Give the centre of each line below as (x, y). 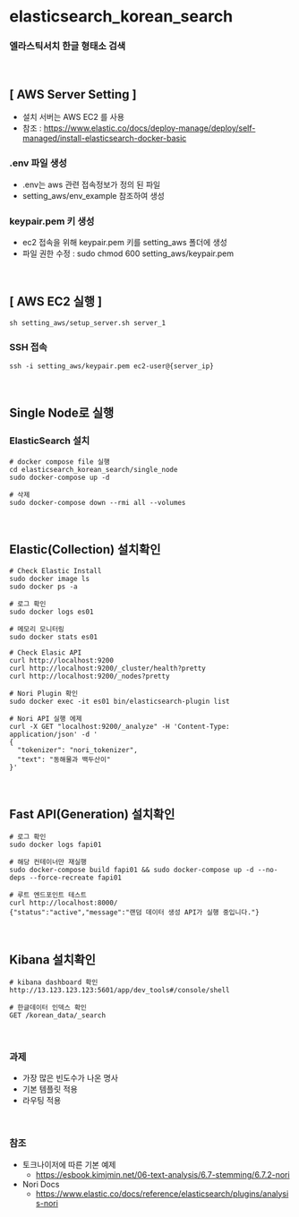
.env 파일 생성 (38, 163)
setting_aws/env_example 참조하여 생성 (94, 195)
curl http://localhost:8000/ (64, 903)
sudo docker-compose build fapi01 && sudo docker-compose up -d (132, 870)
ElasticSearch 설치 (50, 441)
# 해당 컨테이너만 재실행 (48, 862)
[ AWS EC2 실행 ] (56, 302)
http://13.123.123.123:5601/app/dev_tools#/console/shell (120, 990)
